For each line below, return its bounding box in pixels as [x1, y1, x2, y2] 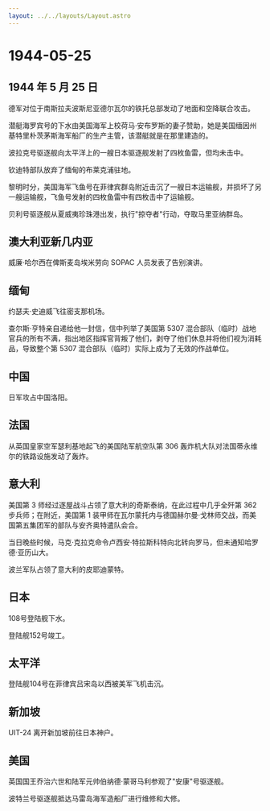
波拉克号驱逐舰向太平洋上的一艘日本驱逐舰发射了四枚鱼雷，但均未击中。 [8, 147, 247, 157]
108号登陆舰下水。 [8, 613, 70, 623]
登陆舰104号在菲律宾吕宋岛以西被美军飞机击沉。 [8, 679, 169, 689]
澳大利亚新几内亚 [8, 235, 93, 249]
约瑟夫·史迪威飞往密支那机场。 [8, 307, 110, 317]
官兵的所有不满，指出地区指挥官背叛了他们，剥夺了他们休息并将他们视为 [8, 333, 247, 343]
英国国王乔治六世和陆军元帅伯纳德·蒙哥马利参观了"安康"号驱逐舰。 [8, 776, 229, 786]
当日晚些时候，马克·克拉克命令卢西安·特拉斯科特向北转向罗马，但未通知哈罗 [8, 537, 260, 547]
